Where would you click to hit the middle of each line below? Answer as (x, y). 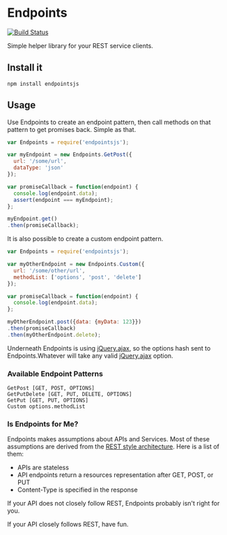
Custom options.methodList (46, 406)
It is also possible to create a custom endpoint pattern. (85, 239)
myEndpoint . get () (32, 219)
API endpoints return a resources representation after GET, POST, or (115, 475)
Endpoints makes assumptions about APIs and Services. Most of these (109, 439)
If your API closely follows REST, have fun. (68, 525)
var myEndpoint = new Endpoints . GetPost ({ (70, 155)
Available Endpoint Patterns (55, 374)
